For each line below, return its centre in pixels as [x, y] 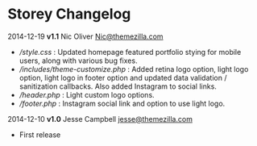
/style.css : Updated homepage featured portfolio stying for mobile [130, 52]
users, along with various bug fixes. [78, 60]
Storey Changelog [69, 14]
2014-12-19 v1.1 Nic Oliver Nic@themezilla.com [85, 36]
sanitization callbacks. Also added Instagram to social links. [118, 86]
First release [40, 135]
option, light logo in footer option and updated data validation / [123, 77]
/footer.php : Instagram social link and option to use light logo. [122, 103]
